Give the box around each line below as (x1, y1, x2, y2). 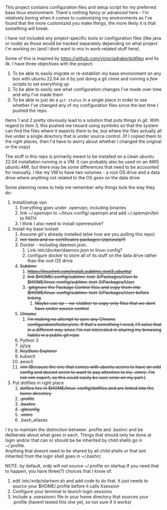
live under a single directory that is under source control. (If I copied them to (5, 133, 162, 139)
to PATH (19, 215, 37, 221)
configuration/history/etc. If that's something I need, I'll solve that (27, 322, 162, 327)
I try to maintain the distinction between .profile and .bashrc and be (5, 427, 143, 433)
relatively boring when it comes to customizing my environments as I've (5, 15, 153, 20)
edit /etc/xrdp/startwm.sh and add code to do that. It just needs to (12, 478, 149, 484)
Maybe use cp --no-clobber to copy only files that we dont (34, 300, 156, 306)
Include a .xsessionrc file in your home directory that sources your (12, 494, 149, 500)
